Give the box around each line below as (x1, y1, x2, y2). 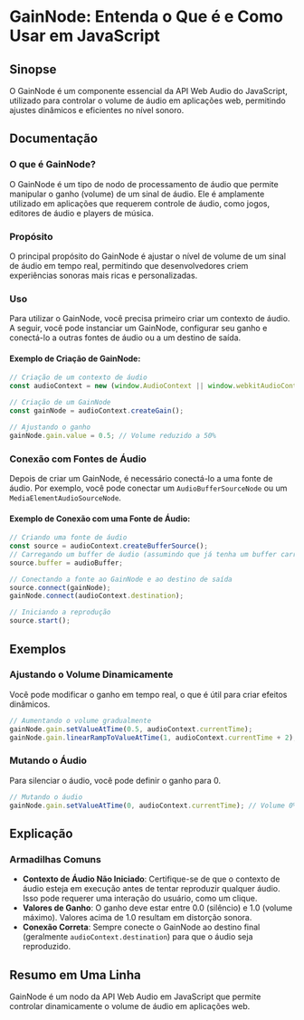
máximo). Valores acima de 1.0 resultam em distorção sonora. (22, 912, 252, 923)
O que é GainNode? (9, 158, 97, 171)
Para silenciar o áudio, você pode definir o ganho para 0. (9, 775, 222, 786)
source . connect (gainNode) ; (9, 583, 111, 592)
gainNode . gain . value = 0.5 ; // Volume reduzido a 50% (9, 431, 217, 440)
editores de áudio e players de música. (9, 207, 154, 218)
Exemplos (9, 641, 66, 657)
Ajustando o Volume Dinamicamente (9, 668, 174, 681)
